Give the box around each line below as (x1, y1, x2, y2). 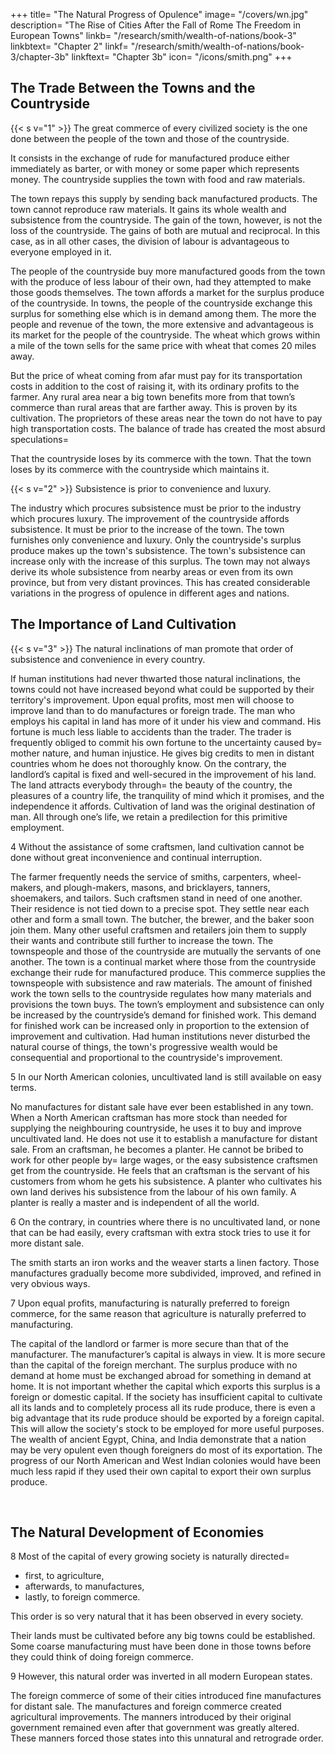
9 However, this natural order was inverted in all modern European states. (10, 1670, 313, 1683)
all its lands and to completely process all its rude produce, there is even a (10, 1401, 316, 1413)
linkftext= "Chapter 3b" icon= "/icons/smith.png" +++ (71, 51, 293, 63)
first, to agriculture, (24, 1570, 105, 1582)
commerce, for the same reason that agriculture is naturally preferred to (10, 1307, 307, 1319)
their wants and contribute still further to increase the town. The (10, 934, 274, 946)
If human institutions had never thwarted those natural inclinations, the (10, 672, 301, 684)
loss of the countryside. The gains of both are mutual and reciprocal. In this (10, 224, 321, 236)
